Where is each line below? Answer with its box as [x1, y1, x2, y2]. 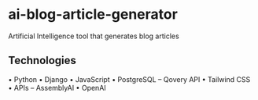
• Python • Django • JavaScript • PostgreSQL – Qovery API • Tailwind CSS [8, 74, 251, 84]
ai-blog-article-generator [8, 5, 179, 23]
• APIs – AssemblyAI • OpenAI [8, 83, 106, 92]
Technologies [8, 54, 77, 67]
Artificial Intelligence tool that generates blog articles [8, 31, 179, 41]
